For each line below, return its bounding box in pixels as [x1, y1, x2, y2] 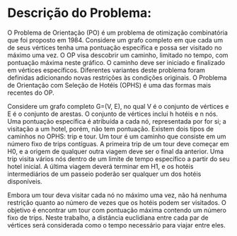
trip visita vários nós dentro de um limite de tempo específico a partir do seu [7, 154, 230, 163]
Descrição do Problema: [7, 5, 152, 21]
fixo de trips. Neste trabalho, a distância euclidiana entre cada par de [7, 213, 209, 222]
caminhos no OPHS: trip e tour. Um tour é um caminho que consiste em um [7, 132, 226, 141]
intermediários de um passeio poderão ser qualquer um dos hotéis [7, 170, 202, 178]
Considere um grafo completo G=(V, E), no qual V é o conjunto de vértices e [7, 102, 229, 110]
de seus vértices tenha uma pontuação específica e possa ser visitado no [7, 43, 222, 52]
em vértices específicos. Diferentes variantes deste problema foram [7, 66, 205, 74]
